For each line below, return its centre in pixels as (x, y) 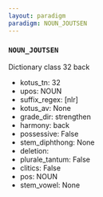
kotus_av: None (46, 108)
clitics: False (40, 168)
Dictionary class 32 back (49, 67)
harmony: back (45, 125)
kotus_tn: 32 (40, 82)
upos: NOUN (41, 91)
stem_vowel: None (50, 185)
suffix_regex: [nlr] (49, 99)
